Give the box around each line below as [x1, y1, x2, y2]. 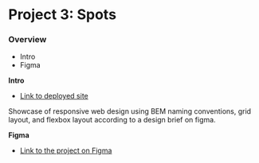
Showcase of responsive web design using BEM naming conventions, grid [8, 107, 252, 116]
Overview [8, 34, 47, 45]
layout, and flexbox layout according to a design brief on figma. [8, 115, 217, 125]
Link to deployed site [19, 91, 89, 101]
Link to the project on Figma [19, 146, 112, 156]
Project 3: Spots [8, 6, 117, 24]
